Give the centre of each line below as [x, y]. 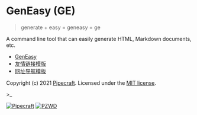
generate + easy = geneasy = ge [60, 27]
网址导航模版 [30, 71]
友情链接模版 [30, 63]
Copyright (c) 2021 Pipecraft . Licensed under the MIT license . [81, 83]
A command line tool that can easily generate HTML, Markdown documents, [99, 39]
